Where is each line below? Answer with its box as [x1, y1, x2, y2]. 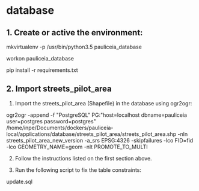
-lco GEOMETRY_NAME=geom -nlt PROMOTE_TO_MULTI [6, 143, 148, 150]
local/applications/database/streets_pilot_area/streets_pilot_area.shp [6, 130, 177, 138]
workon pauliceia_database [6, 55, 74, 62]
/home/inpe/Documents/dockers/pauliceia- [6, 124, 114, 131]
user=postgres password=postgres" [6, 117, 96, 125]
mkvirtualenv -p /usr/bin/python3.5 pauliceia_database [6, 43, 142, 50]
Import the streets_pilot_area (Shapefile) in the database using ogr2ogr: [14, 99, 192, 107]
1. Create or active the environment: [6, 28, 143, 38]
